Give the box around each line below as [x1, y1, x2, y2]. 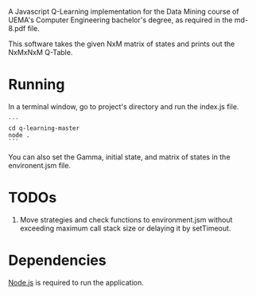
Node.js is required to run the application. [8, 277, 145, 287]
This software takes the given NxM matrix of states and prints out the [8, 39, 235, 49]
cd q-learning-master [8, 124, 80, 132]
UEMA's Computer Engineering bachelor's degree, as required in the [8, 15, 233, 25]
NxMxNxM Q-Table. [8, 48, 73, 57]
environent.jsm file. [8, 160, 72, 170]
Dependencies [8, 251, 107, 269]
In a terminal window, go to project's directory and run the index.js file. [8, 101, 239, 111]
